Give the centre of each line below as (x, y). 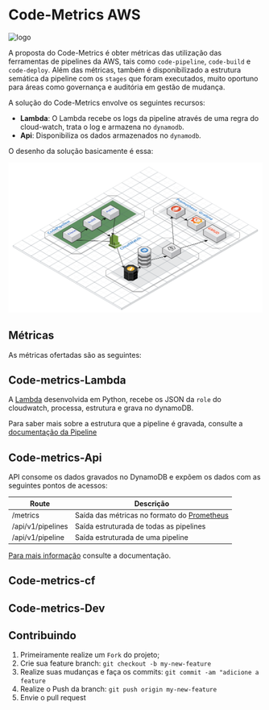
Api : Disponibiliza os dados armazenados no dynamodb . (110, 135)
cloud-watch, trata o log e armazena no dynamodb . (102, 127)
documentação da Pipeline (53, 432)
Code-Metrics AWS (74, 15)
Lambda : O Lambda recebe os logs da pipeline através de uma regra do (139, 118)
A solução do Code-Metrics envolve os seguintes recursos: (107, 102)
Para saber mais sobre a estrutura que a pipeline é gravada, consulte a (126, 424)
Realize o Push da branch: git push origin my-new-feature (118, 689)
